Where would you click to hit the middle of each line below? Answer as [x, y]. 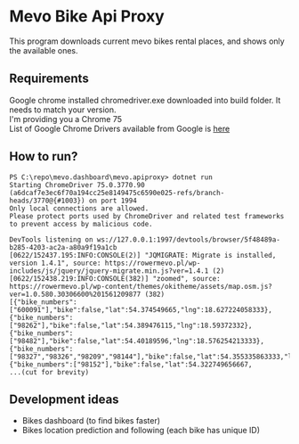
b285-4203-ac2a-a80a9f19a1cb [63, 247]
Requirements [49, 79]
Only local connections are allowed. [79, 208]
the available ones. [44, 50]
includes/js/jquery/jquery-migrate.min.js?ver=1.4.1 [109, 271]
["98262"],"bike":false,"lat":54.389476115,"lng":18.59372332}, [131, 325]
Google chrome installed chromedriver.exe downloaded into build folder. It [145, 100]
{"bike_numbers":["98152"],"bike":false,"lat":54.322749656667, [131, 364]
